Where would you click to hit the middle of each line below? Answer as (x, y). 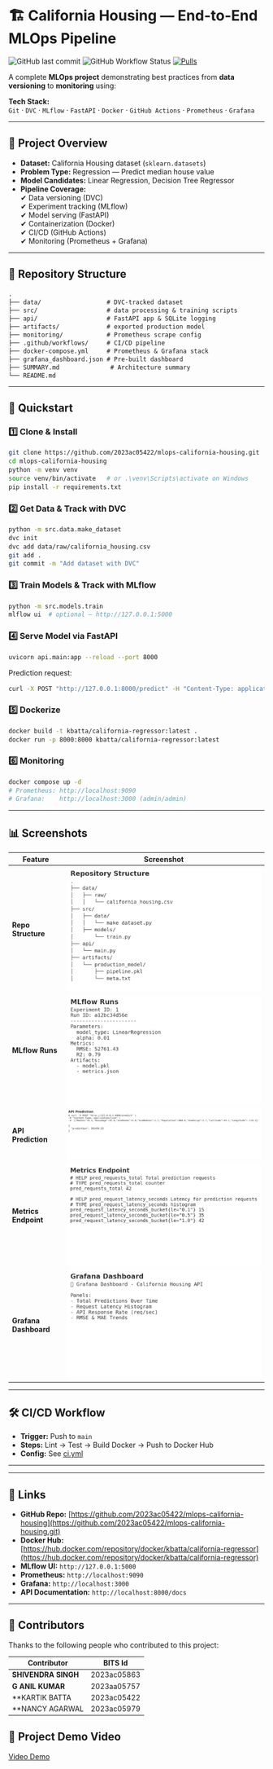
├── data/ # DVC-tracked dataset (96, 302)
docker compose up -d (45, 782)
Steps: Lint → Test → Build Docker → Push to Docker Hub (117, 1445)
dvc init (23, 538)
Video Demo (29, 1756)
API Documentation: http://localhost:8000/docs (103, 1592)
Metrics (25, 1211)
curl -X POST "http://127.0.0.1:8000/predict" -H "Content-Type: (121, 689)
